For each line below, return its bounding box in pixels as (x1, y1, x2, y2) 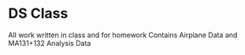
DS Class (8, 5, 69, 22)
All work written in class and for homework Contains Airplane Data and (8, 30, 238, 40)
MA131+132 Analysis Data (8, 38, 91, 47)
